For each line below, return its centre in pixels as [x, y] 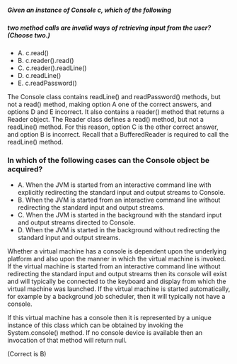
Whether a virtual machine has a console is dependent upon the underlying [117, 251]
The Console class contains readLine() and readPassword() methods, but [114, 97]
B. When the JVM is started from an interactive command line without [119, 200]
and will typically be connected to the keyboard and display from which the [117, 281]
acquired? [25, 169]
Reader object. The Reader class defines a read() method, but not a [105, 120]
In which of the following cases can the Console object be [109, 161]
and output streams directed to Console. [76, 222]
